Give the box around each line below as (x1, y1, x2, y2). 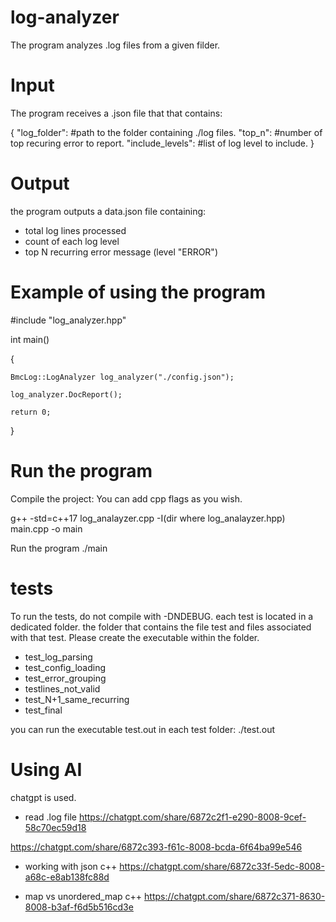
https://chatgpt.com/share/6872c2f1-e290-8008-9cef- (78, 811, 307, 823)
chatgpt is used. (10, 791, 77, 803)
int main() (10, 333, 50, 345)
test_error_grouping (24, 672, 107, 684)
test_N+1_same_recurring (24, 693, 130, 705)
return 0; (10, 407, 52, 417)
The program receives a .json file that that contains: (10, 107, 223, 119)
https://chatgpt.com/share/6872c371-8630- (144, 890, 326, 902)
